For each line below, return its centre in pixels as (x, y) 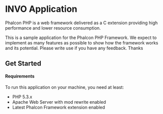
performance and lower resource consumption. (53, 28)
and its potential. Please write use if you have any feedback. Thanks (74, 48)
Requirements (20, 76)
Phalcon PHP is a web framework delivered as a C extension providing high (81, 23)
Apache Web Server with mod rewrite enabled (59, 102)
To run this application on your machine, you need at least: (65, 87)
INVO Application (41, 9)
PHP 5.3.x (22, 97)
